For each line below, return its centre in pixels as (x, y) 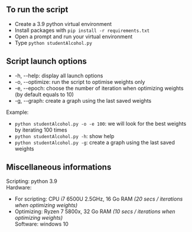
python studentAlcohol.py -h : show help (64, 136)
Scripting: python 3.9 (32, 181)
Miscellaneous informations (59, 167)
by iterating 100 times (41, 130)
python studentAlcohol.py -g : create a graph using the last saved (95, 142)
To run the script (37, 10)
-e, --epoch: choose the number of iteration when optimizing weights (99, 88)
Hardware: (19, 188)
